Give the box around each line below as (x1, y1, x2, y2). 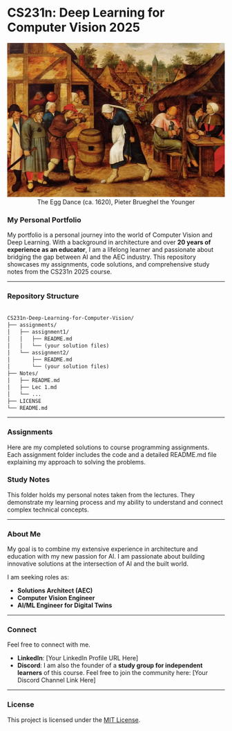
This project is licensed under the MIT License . (7, 715, 141, 724)
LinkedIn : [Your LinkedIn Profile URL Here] (17, 654, 139, 662)
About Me (7, 529, 41, 539)
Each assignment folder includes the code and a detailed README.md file (7, 450, 217, 458)
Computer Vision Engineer (17, 594, 95, 602)
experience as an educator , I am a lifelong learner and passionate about (7, 245, 214, 253)
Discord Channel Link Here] (17, 676, 96, 685)
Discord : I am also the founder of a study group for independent (17, 661, 203, 669)
